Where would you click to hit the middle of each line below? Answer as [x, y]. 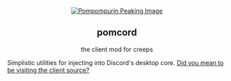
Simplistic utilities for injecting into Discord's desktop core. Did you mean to [115, 62]
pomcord [117, 33]
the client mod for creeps [117, 49]
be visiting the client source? [48, 70]
